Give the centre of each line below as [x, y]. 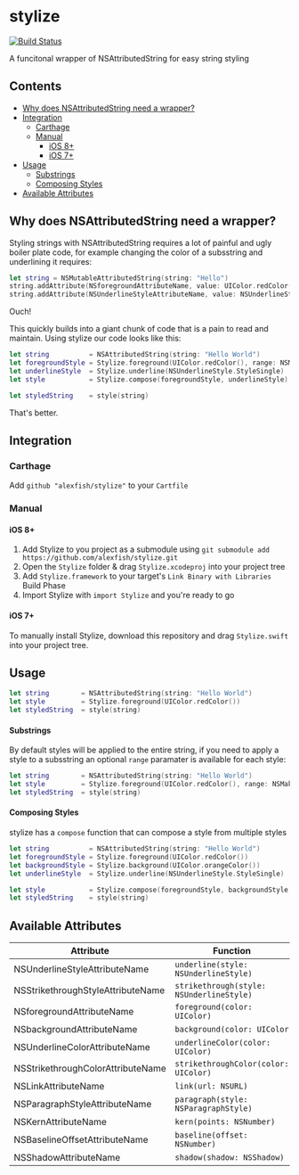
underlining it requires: [50, 261]
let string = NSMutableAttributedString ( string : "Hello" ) [119, 278]
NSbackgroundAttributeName [76, 1030]
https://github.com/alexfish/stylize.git [100, 558]
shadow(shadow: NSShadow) [230, 1158]
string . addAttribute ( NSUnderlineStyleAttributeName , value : [123, 295]
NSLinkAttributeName [59, 1087]
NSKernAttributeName [60, 1122]
